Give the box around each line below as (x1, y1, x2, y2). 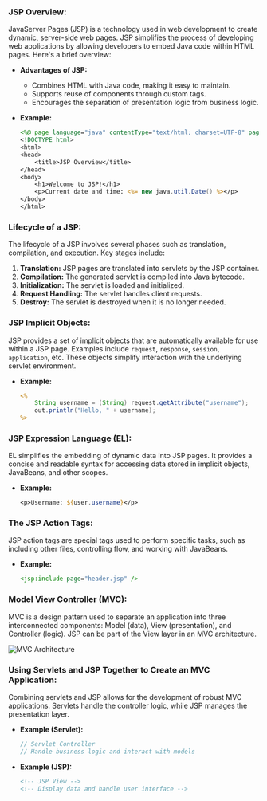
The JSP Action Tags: (8, 517, 93, 528)
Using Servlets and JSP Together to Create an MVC (8, 664, 210, 675)
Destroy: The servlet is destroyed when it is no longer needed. (19, 297, 226, 307)
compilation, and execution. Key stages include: (8, 248, 165, 257)
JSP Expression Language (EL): (8, 433, 132, 444)
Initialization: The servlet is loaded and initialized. (19, 281, 185, 290)
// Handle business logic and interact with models (19, 748, 195, 756)
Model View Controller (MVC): (8, 594, 128, 605)
